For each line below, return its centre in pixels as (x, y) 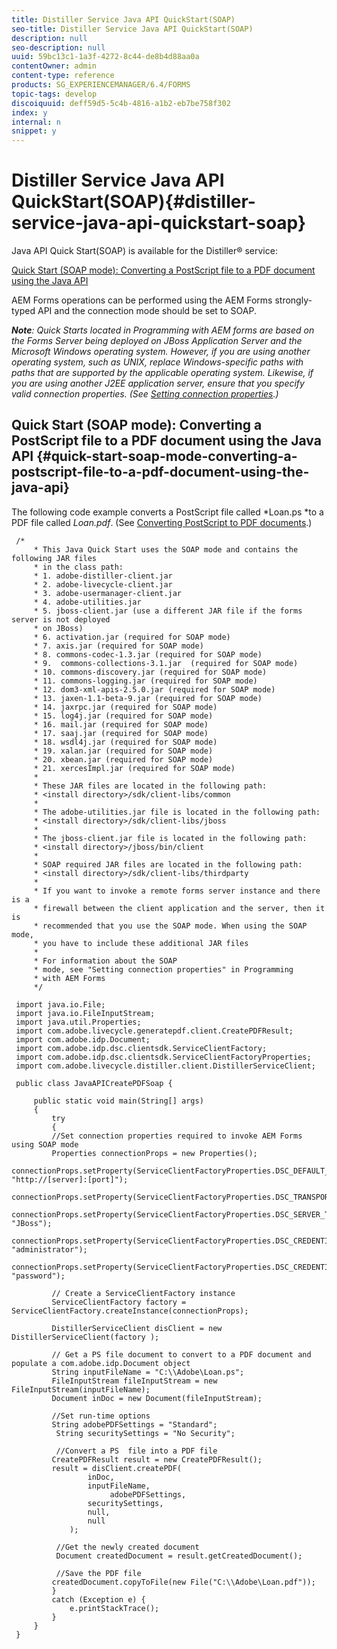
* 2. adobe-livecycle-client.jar (103, 584)
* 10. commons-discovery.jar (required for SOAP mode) (150, 672)
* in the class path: (78, 567)
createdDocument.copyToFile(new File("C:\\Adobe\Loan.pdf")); (183, 1582)
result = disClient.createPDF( (117, 1468)
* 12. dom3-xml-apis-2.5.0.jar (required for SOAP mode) (154, 689)
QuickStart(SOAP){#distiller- (133, 202)
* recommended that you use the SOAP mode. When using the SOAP (170, 926)
